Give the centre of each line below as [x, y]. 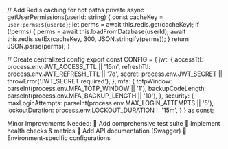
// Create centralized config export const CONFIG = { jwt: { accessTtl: [105, 59]
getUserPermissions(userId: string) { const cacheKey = [85, 17]
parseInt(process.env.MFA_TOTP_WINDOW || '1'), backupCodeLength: [107, 89]
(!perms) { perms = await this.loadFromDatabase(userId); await [96, 31]
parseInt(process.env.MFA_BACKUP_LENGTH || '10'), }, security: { [101, 96]
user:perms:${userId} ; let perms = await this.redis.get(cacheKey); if [103, 24]
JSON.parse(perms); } [38, 46]
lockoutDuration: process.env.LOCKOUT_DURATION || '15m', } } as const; [111, 110]
